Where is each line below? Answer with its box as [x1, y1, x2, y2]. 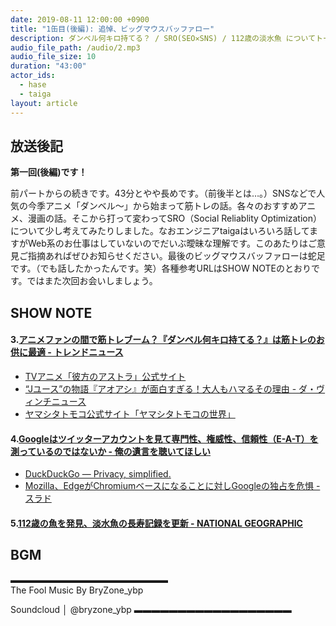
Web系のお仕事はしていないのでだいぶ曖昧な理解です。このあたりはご [27, 237, 317, 250]
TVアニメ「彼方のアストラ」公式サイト [24, 370, 187, 382]
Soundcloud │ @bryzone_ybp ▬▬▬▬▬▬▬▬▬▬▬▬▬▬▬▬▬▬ [10, 603, 292, 615]
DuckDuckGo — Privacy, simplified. [24, 468, 172, 480]
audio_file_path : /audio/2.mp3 [10, 42, 141, 53]
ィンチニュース [24, 395, 87, 407]
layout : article [10, 98, 78, 108]
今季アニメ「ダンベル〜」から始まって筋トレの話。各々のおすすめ [27, 200, 299, 212]
